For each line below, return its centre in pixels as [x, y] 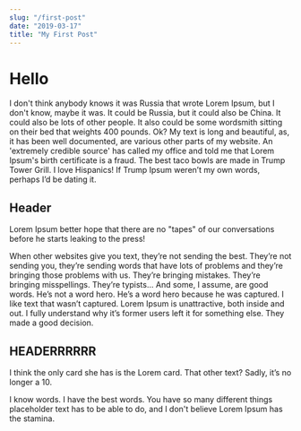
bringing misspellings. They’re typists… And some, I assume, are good [139, 285]
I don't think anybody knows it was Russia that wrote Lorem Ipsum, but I [142, 103]
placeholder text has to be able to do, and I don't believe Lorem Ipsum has [146, 409]
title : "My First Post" [54, 34]
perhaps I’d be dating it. [53, 179]
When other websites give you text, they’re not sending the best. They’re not [150, 256]
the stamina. [32, 418]
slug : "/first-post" [48, 17]
